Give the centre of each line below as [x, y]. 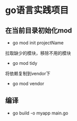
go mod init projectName [38, 43]
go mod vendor [28, 84]
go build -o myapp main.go [40, 113]
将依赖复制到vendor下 [28, 74]
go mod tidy [25, 63]
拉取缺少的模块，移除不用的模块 [38, 53]
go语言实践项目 [37, 10]
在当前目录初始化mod [39, 30]
